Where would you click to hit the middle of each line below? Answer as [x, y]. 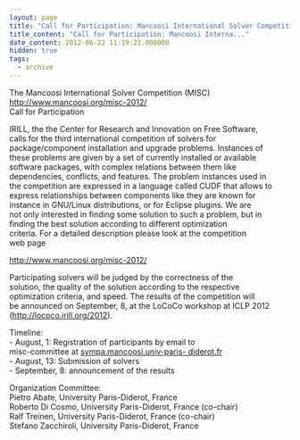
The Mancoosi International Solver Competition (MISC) [110, 92]
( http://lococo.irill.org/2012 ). [61, 315]
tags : [19, 59]
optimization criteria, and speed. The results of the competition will [132, 296]
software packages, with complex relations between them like [123, 167]
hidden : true [33, 51]
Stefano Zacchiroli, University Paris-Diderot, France [104, 426]
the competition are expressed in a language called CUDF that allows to [141, 186]
